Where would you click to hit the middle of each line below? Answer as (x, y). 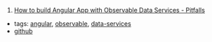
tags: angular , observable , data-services (72, 23)
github (23, 31)
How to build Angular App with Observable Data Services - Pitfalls (110, 10)
